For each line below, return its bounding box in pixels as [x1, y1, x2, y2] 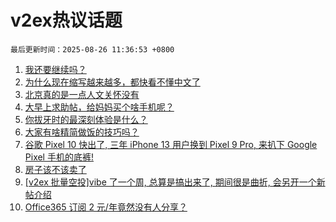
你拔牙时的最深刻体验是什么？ [24, 113, 148, 125]
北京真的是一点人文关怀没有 [24, 88, 140, 100]
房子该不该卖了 [24, 163, 87, 175]
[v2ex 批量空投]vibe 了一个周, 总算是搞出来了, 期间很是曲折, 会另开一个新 [24, 176, 326, 188]
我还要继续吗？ [24, 63, 87, 75]
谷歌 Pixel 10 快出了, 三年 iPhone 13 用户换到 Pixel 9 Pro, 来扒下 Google [24, 138, 318, 150]
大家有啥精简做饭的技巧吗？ [24, 126, 140, 138]
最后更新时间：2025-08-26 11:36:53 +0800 [10, 44, 175, 55]
